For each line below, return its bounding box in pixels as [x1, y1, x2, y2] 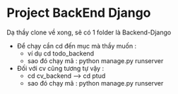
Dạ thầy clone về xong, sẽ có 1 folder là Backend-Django [6, 28, 172, 36]
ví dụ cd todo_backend [27, 49, 95, 58]
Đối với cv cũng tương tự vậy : [16, 64, 105, 72]
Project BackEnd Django [6, 5, 151, 21]
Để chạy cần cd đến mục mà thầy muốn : [16, 41, 137, 50]
